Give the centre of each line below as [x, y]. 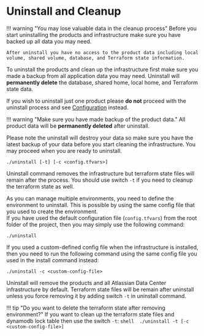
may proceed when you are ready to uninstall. [64, 150]
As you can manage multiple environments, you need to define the [90, 198]
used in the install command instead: [53, 260]
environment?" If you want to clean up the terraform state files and [90, 314]
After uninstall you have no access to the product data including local [103, 53]
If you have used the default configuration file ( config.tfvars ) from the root [102, 218]
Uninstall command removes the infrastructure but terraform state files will [100, 173]
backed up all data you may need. [49, 41]
